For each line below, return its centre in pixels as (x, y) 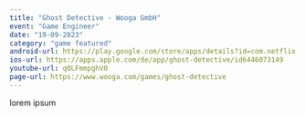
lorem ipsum (33, 102)
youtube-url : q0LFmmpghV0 (58, 69)
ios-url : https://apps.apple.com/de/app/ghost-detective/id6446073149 (147, 60)
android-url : (34, 52)
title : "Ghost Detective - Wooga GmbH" (85, 18)
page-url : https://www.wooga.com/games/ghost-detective (118, 77)
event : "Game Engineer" (55, 26)
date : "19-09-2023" (47, 34)
